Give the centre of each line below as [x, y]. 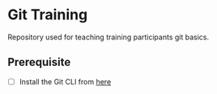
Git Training [48, 15]
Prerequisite [39, 62]
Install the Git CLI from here [65, 81]
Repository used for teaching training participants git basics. [108, 37]
